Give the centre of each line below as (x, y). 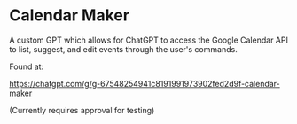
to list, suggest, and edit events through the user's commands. (123, 49)
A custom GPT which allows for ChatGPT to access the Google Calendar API (148, 40)
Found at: (27, 66)
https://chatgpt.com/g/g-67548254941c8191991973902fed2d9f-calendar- (145, 83)
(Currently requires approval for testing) (82, 110)
